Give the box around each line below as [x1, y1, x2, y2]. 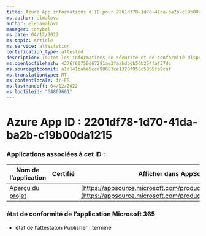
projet [9, 191, 26, 200]
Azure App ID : [6, 115, 82, 129]
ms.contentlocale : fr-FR [6, 77, 70, 83]
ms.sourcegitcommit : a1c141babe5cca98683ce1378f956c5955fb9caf [6, 66, 172, 72]
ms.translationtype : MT [6, 72, 67, 78]
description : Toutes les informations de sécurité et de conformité [6, 55, 185, 61]
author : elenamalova [6, 20, 59, 26]
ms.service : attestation [6, 44, 70, 50]
